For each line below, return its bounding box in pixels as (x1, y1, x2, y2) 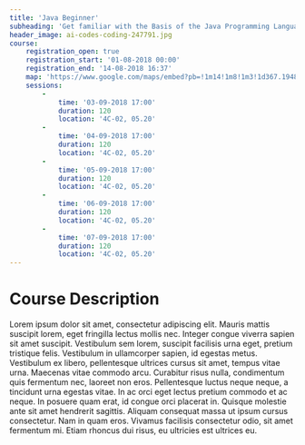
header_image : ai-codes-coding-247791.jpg (9, 30, 172, 39)
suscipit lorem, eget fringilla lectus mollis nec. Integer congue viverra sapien (9, 329, 295, 340)
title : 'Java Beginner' (9, 13, 100, 23)
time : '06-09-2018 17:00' (57, 199, 156, 209)
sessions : (25, 81, 64, 90)
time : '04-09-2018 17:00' (57, 132, 156, 141)
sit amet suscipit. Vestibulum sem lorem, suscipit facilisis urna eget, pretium (9, 338, 293, 350)
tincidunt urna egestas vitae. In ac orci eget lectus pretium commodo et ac (9, 387, 288, 398)
